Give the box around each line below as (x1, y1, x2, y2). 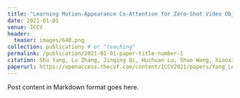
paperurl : (7, 63, 37, 70)
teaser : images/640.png (14, 37, 84, 44)
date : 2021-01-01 (7, 17, 59, 24)
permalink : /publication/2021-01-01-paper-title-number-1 (7, 50, 184, 58)
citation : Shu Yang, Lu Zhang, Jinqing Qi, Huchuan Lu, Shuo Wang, (7, 57, 213, 64)
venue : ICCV (7, 23, 43, 31)
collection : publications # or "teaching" (7, 43, 136, 50)
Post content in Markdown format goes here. (7, 82, 139, 91)
